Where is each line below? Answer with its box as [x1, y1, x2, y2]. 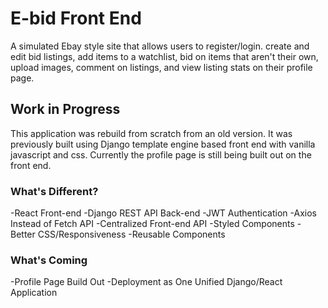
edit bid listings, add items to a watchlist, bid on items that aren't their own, [10, 50, 319, 62]
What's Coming [10, 253, 88, 267]
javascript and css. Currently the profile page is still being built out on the [10, 148, 312, 161]
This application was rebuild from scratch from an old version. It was [10, 127, 293, 139]
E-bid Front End [10, 7, 142, 30]
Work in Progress [10, 101, 121, 118]
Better [10, 228, 36, 241]
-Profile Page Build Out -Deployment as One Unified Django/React [10, 276, 283, 288]
